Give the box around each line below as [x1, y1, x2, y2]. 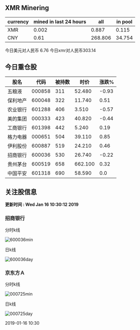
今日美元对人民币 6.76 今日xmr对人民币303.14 [5, 47, 96, 53]
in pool [116, 18, 133, 25]
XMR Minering [5, 4, 49, 12]
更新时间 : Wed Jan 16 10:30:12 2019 [5, 201, 79, 208]
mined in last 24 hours [33, 18, 86, 25]
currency [7, 18, 29, 25]
